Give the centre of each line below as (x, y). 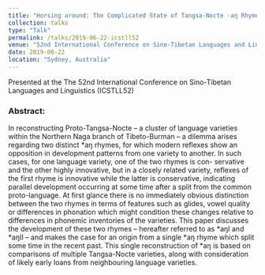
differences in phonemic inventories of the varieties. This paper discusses (129, 220)
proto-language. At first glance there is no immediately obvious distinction (129, 195)
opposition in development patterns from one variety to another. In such (125, 153)
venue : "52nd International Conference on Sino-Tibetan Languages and (127, 45)
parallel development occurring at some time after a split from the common (130, 187)
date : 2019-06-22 (37, 52)
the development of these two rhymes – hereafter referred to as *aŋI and (126, 229)
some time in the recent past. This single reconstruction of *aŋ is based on (129, 246)
